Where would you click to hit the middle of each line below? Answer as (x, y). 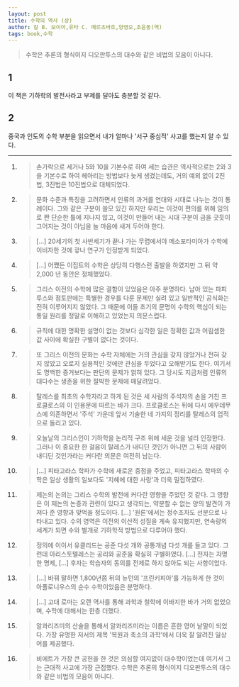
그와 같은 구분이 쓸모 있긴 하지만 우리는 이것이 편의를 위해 (136, 208)
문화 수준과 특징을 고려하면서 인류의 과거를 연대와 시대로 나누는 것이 (130, 199)
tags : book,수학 (30, 34)
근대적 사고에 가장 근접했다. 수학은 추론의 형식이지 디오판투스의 (131, 667)
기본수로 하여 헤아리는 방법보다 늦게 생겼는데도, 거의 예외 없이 (129, 175)
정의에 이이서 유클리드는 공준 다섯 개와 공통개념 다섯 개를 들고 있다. (129, 545)
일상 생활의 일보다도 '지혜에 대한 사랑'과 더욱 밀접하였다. (127, 479)
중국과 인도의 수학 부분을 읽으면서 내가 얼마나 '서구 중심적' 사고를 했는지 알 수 (115, 136)
